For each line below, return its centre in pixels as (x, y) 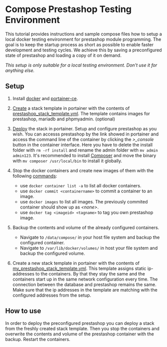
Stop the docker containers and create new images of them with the (83, 170)
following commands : (35, 176)
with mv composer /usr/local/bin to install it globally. (67, 161)
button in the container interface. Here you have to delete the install (82, 145)
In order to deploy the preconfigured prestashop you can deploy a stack (80, 323)
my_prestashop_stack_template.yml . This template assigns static (79, 268)
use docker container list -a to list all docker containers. (81, 185)
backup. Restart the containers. (38, 339)
